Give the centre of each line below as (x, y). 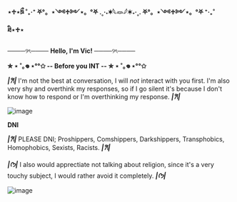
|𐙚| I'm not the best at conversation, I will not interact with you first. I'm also (118, 81)
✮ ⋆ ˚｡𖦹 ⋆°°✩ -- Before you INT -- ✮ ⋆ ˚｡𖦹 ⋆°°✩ (77, 66)
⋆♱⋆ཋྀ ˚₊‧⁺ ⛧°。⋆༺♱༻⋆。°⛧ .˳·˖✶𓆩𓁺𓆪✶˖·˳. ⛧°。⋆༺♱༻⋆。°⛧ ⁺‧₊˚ (111, 12)
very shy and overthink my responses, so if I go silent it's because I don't (115, 89)
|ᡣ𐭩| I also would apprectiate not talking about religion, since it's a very (111, 165)
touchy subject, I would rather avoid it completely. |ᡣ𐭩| (87, 176)
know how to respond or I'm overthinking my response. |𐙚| (94, 97)
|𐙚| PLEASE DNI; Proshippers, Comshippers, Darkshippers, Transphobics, (116, 139)
